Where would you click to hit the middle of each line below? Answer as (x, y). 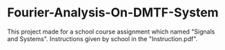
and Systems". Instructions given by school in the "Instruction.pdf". (102, 38)
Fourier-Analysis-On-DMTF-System (113, 13)
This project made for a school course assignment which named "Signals (111, 32)
